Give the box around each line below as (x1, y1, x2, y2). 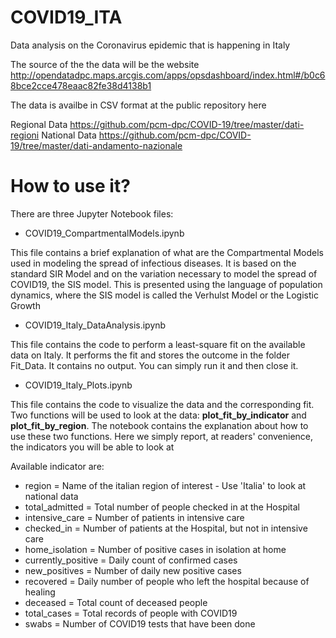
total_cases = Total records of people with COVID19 (24, 607, 238, 619)
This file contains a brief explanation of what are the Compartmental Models (10, 246, 324, 258)
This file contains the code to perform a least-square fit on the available (10, 338, 306, 350)
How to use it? (10, 175, 131, 198)
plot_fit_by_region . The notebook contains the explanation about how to (10, 419, 309, 431)
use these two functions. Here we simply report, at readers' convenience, (10, 430, 314, 442)
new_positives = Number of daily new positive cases (24, 564, 242, 576)
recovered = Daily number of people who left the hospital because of (24, 575, 310, 587)
